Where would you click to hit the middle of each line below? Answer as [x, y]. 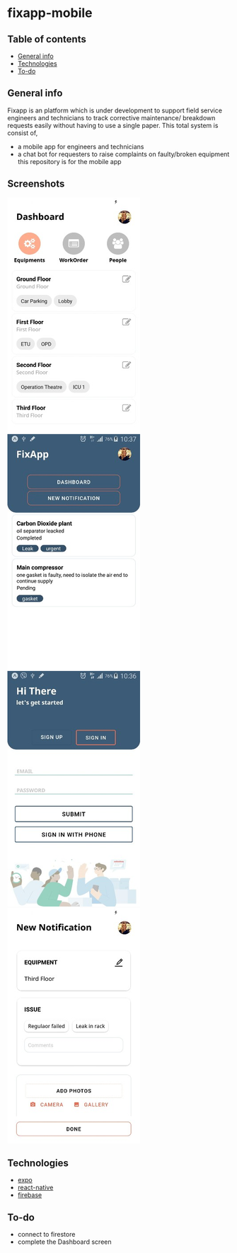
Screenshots [36, 184]
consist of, [23, 133]
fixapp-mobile [50, 13]
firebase [30, 1195]
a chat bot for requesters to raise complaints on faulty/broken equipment [123, 154]
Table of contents [47, 39]
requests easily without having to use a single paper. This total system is [113, 125]
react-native [35, 1188]
